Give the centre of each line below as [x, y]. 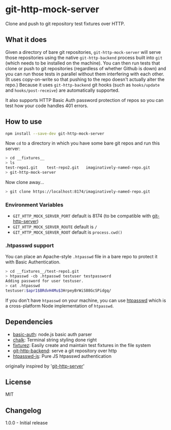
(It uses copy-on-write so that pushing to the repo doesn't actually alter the [85, 79]
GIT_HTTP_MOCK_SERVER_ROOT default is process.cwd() [68, 232]
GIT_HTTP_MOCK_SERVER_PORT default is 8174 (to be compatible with [82, 216]
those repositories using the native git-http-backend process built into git [84, 57]
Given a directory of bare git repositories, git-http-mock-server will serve [83, 52]
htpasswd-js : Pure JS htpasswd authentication [62, 356]
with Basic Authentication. [33, 262]
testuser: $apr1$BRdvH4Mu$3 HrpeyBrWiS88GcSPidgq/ [58, 291]
